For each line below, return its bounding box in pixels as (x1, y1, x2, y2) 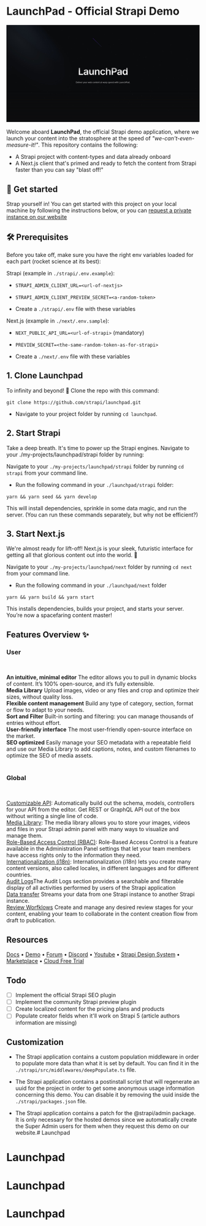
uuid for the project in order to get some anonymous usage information (15, 1084, 195, 1092)
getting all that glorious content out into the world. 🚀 (6, 551, 138, 559)
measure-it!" (6, 141, 39, 148)
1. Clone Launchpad (6, 370, 83, 381)
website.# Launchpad (15, 1129, 71, 1136)
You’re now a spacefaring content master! (6, 611, 112, 619)
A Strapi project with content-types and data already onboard (15, 153, 171, 161)
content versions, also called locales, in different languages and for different (6, 865, 199, 872)
